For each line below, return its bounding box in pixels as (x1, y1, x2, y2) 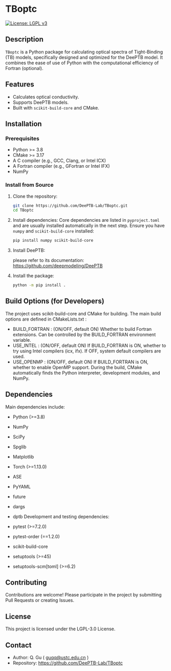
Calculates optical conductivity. (12, 94, 79, 100)
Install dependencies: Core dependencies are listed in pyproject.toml (12, 217, 160, 223)
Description (5, 35, 44, 44)
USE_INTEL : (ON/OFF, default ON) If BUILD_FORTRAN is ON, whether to (12, 342, 166, 348)
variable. (12, 337, 32, 343)
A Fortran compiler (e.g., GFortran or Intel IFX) (12, 163, 110, 169)
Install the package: (12, 273, 55, 279)
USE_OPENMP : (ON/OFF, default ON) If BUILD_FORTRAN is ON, (12, 359, 148, 365)
